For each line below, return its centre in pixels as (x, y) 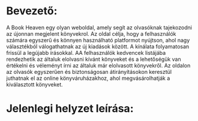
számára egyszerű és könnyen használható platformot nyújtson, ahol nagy (98, 40)
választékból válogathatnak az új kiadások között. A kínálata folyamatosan (98, 46)
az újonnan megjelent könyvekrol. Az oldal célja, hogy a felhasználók (91, 33)
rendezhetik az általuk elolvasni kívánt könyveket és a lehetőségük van (94, 59)
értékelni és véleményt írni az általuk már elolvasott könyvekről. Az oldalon (98, 65)
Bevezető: (32, 11)
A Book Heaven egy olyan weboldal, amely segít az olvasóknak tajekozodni (99, 27)
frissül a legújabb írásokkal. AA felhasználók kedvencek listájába (86, 52)
